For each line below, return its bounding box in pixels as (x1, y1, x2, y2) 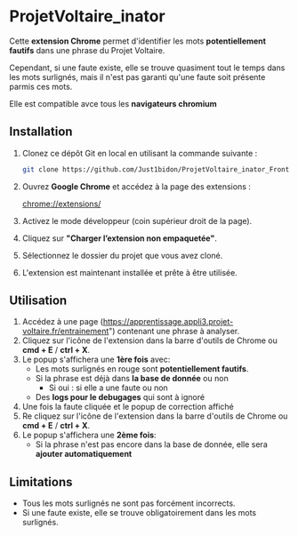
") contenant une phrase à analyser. (108, 326, 240, 337)
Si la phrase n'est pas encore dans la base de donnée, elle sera (35, 439, 269, 450)
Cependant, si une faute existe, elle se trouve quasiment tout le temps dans (9, 62, 286, 73)
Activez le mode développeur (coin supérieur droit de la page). (21, 215, 253, 226)
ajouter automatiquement (35, 449, 133, 460)
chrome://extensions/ (21, 198, 101, 209)
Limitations (9, 474, 73, 490)
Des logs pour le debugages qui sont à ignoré (35, 392, 205, 403)
